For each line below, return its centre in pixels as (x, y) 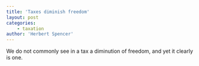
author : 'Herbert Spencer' (40, 34)
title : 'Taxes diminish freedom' (48, 12)
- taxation (31, 28)
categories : (21, 23)
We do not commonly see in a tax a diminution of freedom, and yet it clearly (100, 51)
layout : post (22, 17)
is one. (14, 58)
